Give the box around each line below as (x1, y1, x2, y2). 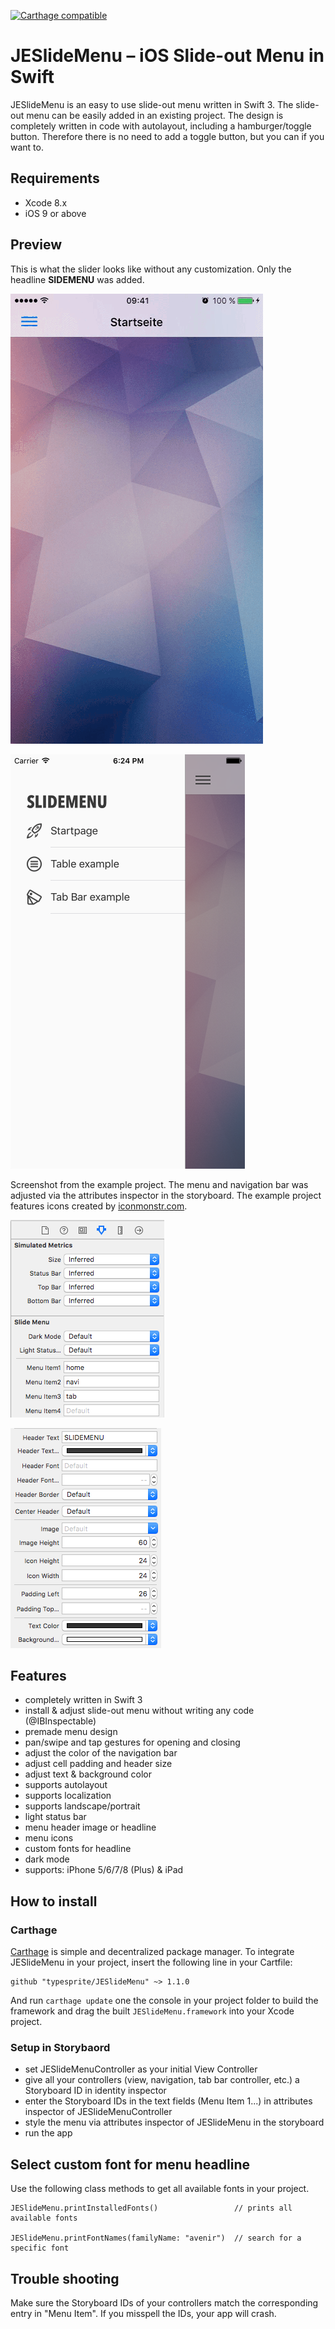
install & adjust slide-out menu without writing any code (24, 1705, 255, 1717)
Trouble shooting (10, 2270, 120, 2287)
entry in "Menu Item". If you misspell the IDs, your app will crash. (10, 2307, 277, 2319)
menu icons (24, 1832, 74, 1844)
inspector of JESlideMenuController (24, 2106, 173, 2118)
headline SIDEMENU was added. (10, 273, 145, 285)
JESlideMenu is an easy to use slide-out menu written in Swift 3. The (10, 98, 294, 110)
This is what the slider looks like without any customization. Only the (10, 263, 292, 275)
